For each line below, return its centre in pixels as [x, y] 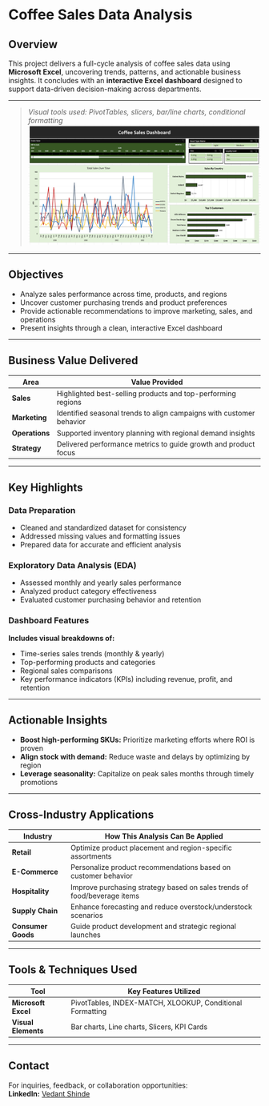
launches [86, 935]
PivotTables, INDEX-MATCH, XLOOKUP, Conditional [157, 1003]
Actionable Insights [58, 721]
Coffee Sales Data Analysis [100, 15]
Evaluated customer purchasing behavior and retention [110, 600]
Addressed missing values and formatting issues [100, 536]
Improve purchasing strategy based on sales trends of [160, 887]
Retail [22, 852]
